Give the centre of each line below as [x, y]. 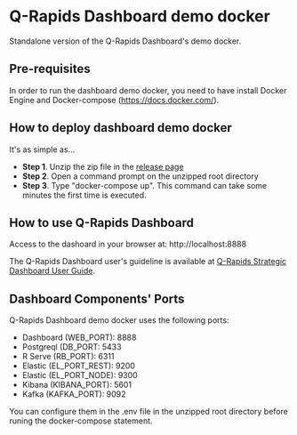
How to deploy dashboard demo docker [121, 128]
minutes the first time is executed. [84, 195]
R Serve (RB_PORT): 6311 [68, 357]
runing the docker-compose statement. [81, 421]
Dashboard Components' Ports [97, 298]
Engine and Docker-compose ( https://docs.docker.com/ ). [114, 100]
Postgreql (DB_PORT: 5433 [72, 347]
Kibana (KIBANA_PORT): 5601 [76, 385]
